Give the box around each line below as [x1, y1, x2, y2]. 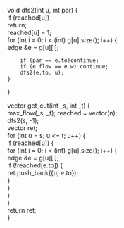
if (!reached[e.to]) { [7, 161, 63, 170]
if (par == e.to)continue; [20, 57, 99, 64]
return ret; [7, 206, 37, 214]
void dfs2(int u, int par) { [7, 6, 78, 14]
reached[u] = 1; [7, 28, 51, 37]
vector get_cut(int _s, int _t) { [7, 101, 90, 110]
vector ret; [7, 124, 37, 132]
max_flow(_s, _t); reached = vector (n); [7, 109, 118, 117]
